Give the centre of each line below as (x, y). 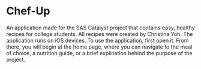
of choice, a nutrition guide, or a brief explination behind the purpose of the (100, 53)
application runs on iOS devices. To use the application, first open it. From (97, 40)
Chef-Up (28, 11)
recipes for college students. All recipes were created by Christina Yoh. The (100, 34)
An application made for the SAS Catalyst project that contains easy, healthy (100, 28)
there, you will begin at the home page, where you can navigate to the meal (99, 47)
